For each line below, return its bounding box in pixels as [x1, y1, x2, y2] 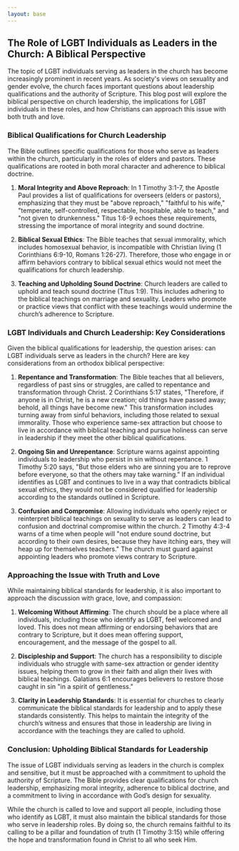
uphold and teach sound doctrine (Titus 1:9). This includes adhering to [17, 287, 225, 295]
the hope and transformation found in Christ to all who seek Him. [7, 835, 198, 844]
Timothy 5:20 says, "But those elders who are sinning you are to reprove [17, 462, 231, 472]
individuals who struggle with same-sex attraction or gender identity [17, 660, 219, 668]
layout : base [7, 10, 46, 18]
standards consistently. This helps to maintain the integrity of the [17, 712, 209, 720]
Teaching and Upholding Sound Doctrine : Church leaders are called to [17, 279, 228, 288]
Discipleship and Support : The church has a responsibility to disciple [17, 652, 223, 661]
